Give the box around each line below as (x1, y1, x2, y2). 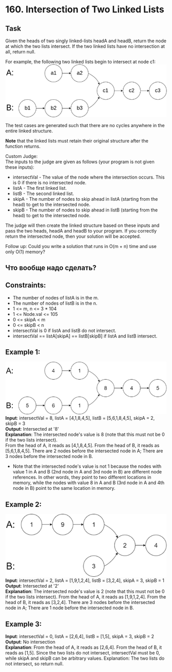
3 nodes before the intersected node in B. (5, 453, 93, 459)
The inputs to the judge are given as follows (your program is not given (5, 158, 155, 165)
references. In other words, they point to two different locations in (12, 474, 152, 481)
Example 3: (5, 620, 42, 628)
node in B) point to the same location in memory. (12, 485, 116, 491)
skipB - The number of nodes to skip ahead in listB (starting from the (12, 207, 158, 213)
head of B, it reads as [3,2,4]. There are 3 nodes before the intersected (5, 599, 155, 606)
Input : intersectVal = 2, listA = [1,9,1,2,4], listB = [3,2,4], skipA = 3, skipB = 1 (5, 577, 165, 583)
